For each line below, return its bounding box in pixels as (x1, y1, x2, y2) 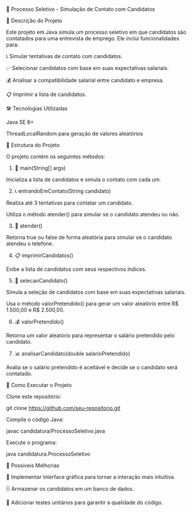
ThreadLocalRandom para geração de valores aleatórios (6, 130, 144, 137)
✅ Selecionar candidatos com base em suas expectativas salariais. (6, 65, 169, 71)
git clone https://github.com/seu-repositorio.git (6, 405, 121, 411)
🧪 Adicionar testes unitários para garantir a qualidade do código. (6, 499, 164, 506)
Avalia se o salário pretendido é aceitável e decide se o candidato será (6, 364, 178, 370)
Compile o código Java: (6, 416, 64, 423)
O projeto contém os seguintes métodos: (6, 153, 105, 160)
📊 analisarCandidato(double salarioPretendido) (14, 350, 131, 357)
